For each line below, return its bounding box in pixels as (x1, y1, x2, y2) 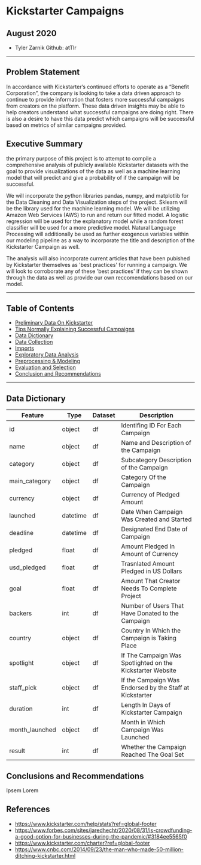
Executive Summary (6, 139, 83, 149)
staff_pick (9, 683, 37, 692)
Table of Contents (6, 304, 75, 314)
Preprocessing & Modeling (14, 358, 81, 365)
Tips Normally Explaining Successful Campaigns (14, 326, 135, 333)
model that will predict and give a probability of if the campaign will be (6, 174, 179, 181)
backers (9, 609, 32, 617)
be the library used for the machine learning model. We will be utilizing (6, 204, 180, 212)
